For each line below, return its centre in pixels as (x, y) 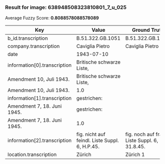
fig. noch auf (140, 135)
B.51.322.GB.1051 (98, 38)
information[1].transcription (40, 98)
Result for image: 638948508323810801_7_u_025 (66, 7)
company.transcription (34, 47)
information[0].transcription (40, 65)
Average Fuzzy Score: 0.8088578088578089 (52, 18)
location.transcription (32, 155)
